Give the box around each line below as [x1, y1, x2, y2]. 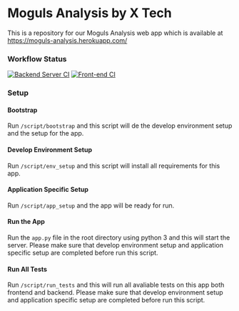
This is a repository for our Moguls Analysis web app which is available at [7, 29, 223, 37]
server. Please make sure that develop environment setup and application [7, 240, 223, 249]
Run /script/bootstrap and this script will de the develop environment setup [7, 121, 233, 130]
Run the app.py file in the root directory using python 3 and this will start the [7, 233, 230, 242]
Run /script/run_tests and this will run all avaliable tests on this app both [7, 280, 225, 290]
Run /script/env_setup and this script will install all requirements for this [7, 161, 220, 170]
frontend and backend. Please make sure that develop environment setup [7, 288, 223, 297]
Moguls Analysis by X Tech [7, 5, 173, 21]
